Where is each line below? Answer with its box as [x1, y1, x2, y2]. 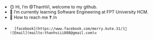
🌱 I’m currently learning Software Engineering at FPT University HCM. [9, 9, 149, 15]
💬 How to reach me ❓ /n [9, 14, 57, 20]
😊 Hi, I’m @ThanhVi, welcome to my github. [9, 4, 98, 10]
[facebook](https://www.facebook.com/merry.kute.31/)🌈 [14, 26, 127, 31]
